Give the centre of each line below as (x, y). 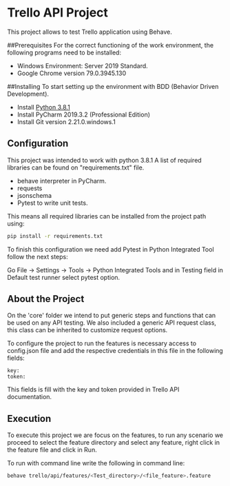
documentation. (30, 397)
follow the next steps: (38, 256)
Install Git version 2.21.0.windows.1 (66, 121)
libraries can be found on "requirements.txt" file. (76, 168)
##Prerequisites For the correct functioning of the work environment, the (111, 45)
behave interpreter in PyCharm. (62, 181)
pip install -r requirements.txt (55, 236)
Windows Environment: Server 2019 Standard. (82, 65)
